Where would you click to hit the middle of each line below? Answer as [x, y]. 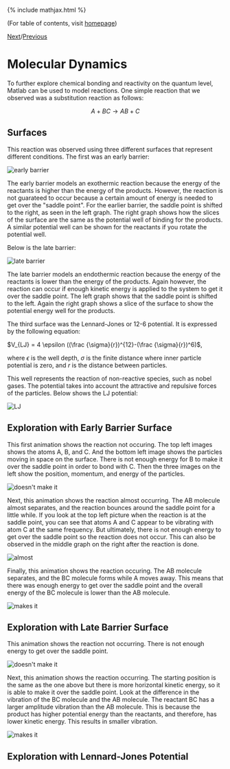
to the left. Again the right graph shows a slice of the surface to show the [111, 303]
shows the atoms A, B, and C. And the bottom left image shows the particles [115, 452]
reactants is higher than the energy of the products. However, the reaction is [115, 190]
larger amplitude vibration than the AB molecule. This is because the [104, 707]
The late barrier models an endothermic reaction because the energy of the [114, 274]
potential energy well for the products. [61, 310]
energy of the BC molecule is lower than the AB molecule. [89, 593]
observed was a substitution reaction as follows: [76, 97]
